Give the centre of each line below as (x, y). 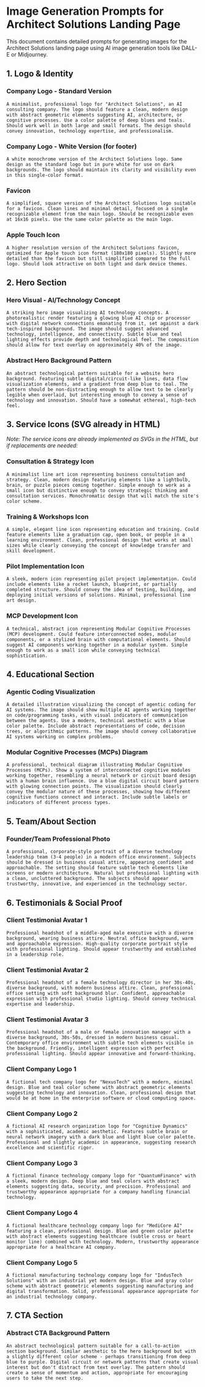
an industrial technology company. (52, 1297)
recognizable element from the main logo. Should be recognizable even (100, 214)
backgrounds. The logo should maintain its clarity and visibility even (101, 170)
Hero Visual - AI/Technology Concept (64, 300)
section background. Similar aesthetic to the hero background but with (101, 1351)
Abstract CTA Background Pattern (58, 1333)
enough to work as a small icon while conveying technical (83, 650)
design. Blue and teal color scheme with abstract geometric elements (99, 1087)
